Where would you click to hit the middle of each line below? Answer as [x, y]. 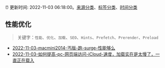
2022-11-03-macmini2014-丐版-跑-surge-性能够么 [64, 48]
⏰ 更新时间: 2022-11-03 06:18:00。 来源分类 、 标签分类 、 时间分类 [71, 7]
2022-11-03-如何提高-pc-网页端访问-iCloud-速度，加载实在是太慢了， [84, 54]
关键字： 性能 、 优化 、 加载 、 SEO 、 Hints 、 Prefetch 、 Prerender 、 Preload [88, 37]
